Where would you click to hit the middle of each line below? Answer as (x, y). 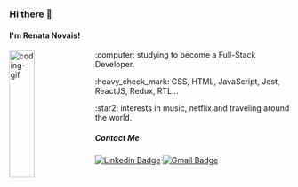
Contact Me (117, 137)
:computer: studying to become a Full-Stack (175, 55)
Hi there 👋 (31, 14)
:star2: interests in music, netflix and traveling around (192, 108)
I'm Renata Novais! (45, 35)
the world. (113, 118)
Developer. (115, 65)
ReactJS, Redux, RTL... (137, 91)
